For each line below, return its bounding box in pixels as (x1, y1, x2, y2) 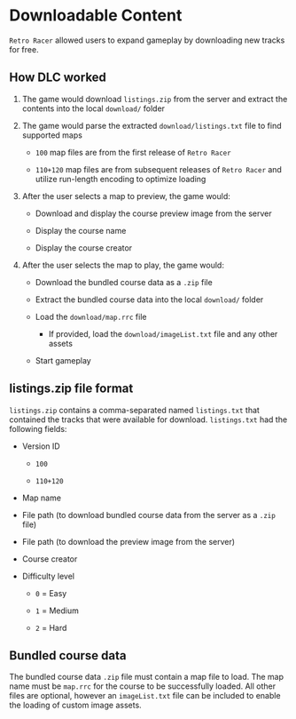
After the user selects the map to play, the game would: (21, 260, 224, 270)
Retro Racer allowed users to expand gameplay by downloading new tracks (9, 35, 285, 45)
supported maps (21, 130, 82, 140)
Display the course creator (35, 242, 133, 253)
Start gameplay (35, 355, 91, 365)
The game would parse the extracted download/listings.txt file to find (21, 120, 282, 131)
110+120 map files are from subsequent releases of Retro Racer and (35, 164, 282, 174)
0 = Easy (35, 587, 67, 598)
